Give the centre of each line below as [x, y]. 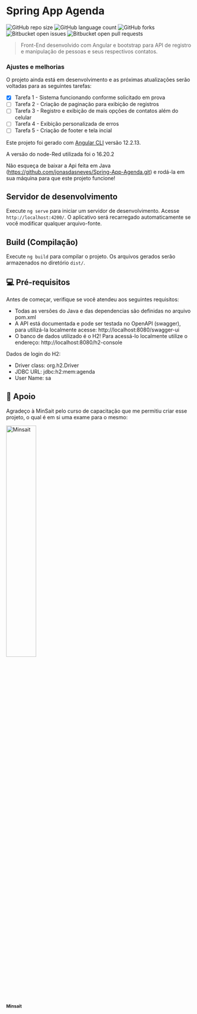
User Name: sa [33, 378]
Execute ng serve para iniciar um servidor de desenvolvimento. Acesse [93, 211]
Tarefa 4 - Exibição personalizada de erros [67, 124]
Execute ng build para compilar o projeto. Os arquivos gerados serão [91, 257]
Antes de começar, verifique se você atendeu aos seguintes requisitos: [93, 299]
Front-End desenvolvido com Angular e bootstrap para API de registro [106, 45]
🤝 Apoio [21, 396]
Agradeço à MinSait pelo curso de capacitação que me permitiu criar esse [97, 411]
